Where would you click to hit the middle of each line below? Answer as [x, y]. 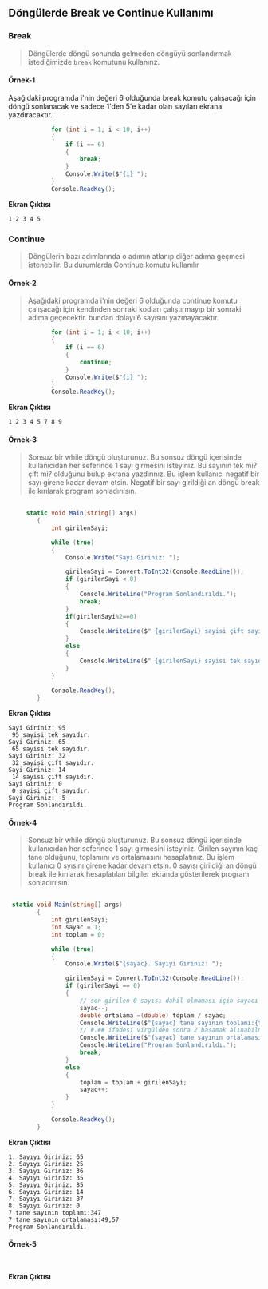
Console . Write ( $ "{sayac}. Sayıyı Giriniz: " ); [144, 964]
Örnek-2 [23, 283]
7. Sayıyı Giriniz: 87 [46, 1199]
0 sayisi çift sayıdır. [51, 791]
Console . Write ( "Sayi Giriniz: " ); [122, 557]
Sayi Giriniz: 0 [35, 784]
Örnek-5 [23, 1244]
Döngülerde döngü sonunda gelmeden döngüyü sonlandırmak [130, 53]
